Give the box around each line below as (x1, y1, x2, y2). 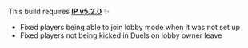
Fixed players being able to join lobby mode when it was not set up (19, 23, 240, 31)
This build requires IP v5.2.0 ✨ (8, 7, 110, 16)
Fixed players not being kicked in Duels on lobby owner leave (19, 31, 222, 40)
